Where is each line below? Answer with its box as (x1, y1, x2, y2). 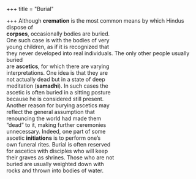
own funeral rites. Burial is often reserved (6, 141, 111, 148)
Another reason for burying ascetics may (6, 102, 110, 109)
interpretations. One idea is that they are (6, 69, 108, 76)
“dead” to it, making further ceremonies (6, 121, 107, 128)
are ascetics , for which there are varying (6, 63, 110, 70)
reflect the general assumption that (6, 109, 95, 115)
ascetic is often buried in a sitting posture (6, 89, 111, 96)
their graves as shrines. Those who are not (6, 154, 115, 161)
